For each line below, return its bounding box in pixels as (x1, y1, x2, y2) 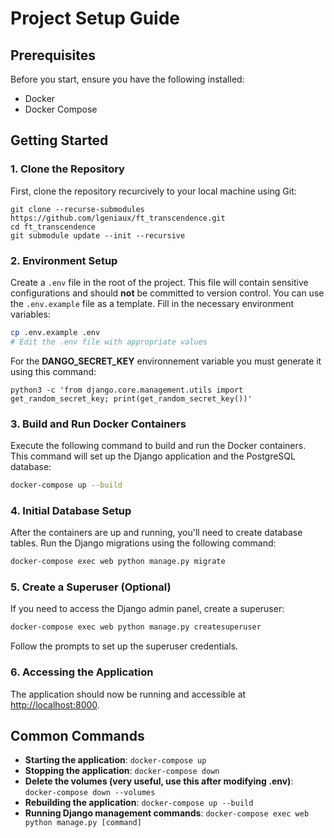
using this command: (10, 365, 97, 377)
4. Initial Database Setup (10, 503, 132, 517)
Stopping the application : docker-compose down (24, 765, 220, 777)
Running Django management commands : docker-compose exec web (24, 807, 310, 819)
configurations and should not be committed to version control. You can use (10, 287, 325, 299)
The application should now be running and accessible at (10, 688, 247, 700)
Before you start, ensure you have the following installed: (10, 73, 245, 85)
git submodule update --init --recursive (10, 230, 186, 241)
